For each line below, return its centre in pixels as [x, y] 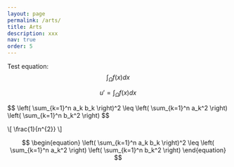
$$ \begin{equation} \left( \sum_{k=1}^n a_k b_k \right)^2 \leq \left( [118, 142]
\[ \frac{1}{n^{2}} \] [35, 129]
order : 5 [20, 46]
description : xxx [33, 33]
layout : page [26, 14]
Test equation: [28, 66]
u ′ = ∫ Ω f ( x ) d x [118, 93]
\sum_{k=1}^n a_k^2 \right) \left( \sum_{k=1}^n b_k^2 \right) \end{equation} [118, 150]
